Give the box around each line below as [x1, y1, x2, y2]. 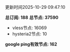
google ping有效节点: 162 [5, 41, 58, 47]
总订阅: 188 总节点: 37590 [5, 15, 59, 20]
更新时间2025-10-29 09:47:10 [5, 4, 66, 10]
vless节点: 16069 [12, 25, 47, 31]
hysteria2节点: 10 [12, 31, 47, 36]
